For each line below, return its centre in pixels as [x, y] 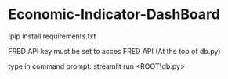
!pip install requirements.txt [52, 36]
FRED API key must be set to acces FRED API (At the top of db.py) [114, 51]
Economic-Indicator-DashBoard [114, 14]
